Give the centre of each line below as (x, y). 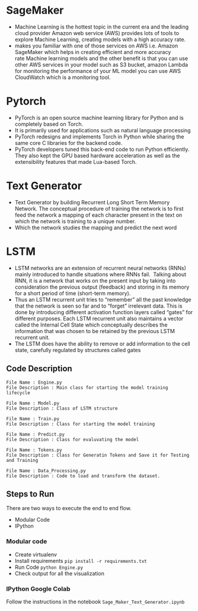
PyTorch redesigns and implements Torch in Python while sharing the (99, 137)
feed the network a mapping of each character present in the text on (98, 215)
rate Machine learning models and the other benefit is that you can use (101, 58)
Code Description (39, 369)
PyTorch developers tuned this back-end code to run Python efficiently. (102, 149)
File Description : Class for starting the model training (81, 424)
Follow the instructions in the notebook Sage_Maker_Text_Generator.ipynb (95, 601)
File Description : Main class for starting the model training (87, 387)
